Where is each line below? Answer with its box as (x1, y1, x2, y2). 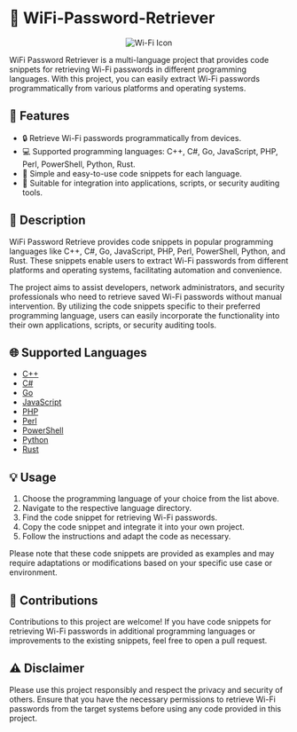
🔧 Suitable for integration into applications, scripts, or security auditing (21, 177, 280, 188)
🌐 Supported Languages (9, 345, 148, 360)
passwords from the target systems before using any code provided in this (9, 703, 282, 713)
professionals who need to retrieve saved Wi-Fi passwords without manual (9, 291, 282, 302)
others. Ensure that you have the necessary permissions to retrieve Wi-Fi (9, 694, 277, 704)
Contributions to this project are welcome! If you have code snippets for (9, 617, 272, 626)
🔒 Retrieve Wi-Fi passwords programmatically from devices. (21, 132, 242, 143)
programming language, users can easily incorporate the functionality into (9, 310, 280, 320)
